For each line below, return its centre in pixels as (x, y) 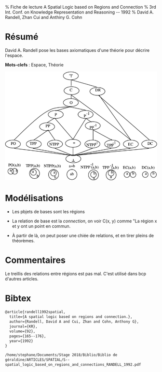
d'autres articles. (22, 279)
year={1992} (21, 341)
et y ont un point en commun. (41, 226)
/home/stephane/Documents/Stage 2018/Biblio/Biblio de (61, 355)
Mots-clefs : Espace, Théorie (34, 64)
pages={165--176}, (28, 336)
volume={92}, (22, 331)
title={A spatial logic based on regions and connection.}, (71, 317)
